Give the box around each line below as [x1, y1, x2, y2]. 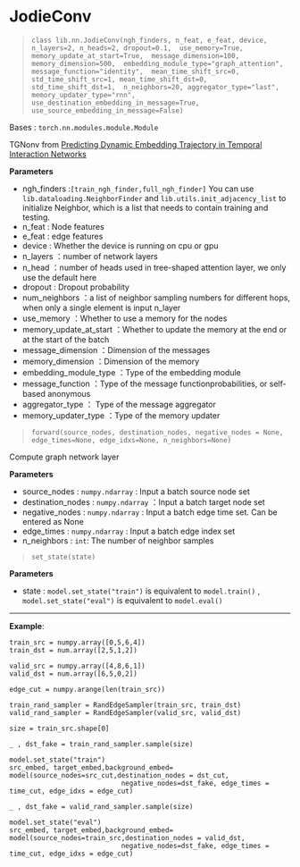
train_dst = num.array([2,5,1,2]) [9, 645, 138, 654]
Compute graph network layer [9, 451, 120, 462]
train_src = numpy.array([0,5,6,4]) [9, 637, 146, 647]
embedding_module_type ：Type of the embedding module [21, 366, 241, 377]
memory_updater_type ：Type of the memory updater [21, 409, 221, 421]
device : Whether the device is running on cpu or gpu [21, 240, 219, 251]
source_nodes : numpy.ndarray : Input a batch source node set [21, 485, 250, 497]
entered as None [21, 516, 85, 526]
